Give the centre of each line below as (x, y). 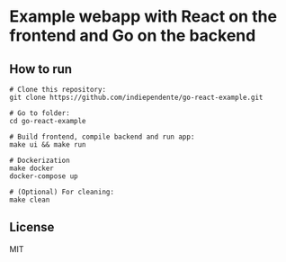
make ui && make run (48, 145)
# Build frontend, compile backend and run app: (102, 137)
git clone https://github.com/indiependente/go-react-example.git (136, 97)
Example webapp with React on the (143, 17)
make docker (31, 168)
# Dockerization (40, 160)
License (32, 227)
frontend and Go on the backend (133, 36)
